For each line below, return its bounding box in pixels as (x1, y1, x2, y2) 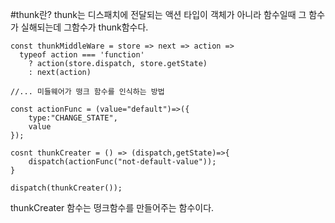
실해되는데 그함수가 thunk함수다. (20, 21, 149, 33)
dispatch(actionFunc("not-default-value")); (28, 157, 217, 167)
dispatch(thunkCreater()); (10, 183, 123, 193)
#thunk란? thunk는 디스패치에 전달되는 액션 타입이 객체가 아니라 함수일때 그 (10, 9, 307, 20)
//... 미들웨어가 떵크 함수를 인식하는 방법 (10, 87, 165, 97)
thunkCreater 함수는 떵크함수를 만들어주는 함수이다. (10, 202, 215, 213)
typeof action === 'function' (19, 50, 145, 60)
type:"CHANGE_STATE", (28, 113, 118, 123)
